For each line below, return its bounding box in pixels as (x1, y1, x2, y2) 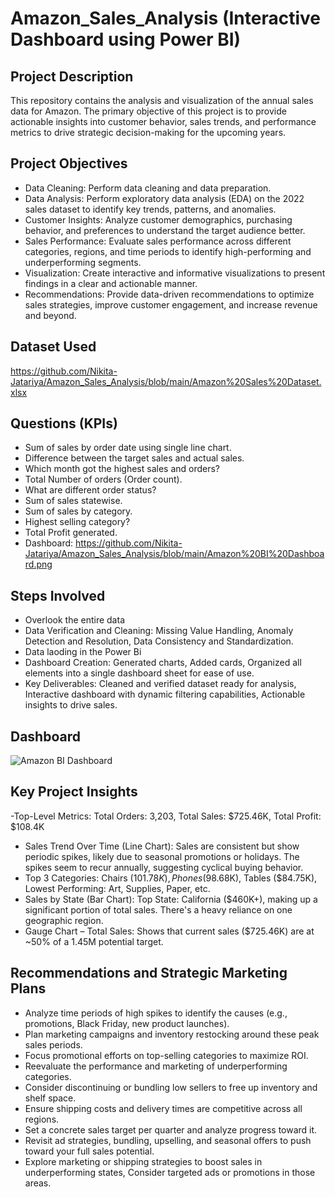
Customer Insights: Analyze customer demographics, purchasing (24, 213, 293, 226)
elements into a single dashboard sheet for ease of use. (24, 667, 255, 679)
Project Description (10, 68, 134, 85)
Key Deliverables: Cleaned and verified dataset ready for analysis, (24, 678, 297, 690)
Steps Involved (10, 587, 106, 604)
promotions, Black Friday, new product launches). (24, 1017, 230, 1029)
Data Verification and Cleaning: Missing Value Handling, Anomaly (24, 625, 294, 637)
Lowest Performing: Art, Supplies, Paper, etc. (24, 882, 211, 894)
